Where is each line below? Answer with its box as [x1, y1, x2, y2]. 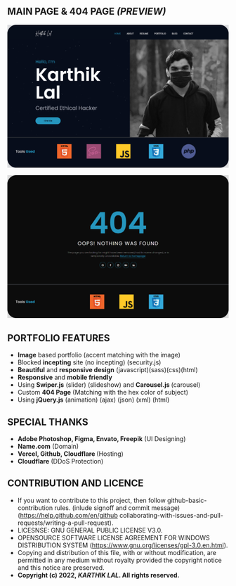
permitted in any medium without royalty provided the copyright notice [17, 556, 223, 564]
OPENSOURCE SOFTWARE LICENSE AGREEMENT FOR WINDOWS [17, 533, 210, 542]
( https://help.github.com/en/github [17, 511, 118, 519]
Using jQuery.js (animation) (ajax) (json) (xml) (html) [17, 395, 170, 404]
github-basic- [167, 496, 207, 504]
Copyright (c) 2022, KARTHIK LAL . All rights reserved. [17, 571, 180, 579]
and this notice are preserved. [17, 563, 105, 572]
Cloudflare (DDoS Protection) [17, 457, 104, 466]
